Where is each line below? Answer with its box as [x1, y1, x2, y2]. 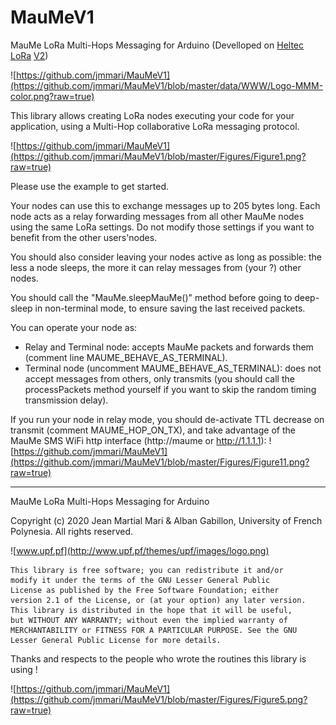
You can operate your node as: [10, 321, 138, 333]
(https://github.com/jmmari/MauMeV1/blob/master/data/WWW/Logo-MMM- [10, 79, 324, 91]
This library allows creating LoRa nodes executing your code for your [10, 109, 295, 121]
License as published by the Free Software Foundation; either [10, 585, 280, 595]
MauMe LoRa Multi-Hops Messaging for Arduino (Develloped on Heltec [10, 39, 304, 51]
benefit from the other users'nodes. [10, 231, 158, 243]
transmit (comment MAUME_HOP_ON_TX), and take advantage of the [10, 424, 296, 436]
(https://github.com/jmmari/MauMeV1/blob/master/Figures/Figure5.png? [10, 693, 308, 705]
